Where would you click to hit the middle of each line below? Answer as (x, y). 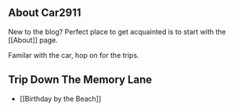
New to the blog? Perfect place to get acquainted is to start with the (117, 31)
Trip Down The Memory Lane (80, 80)
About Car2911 (45, 13)
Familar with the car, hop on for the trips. (74, 55)
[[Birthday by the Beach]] (60, 98)
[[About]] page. (33, 40)
